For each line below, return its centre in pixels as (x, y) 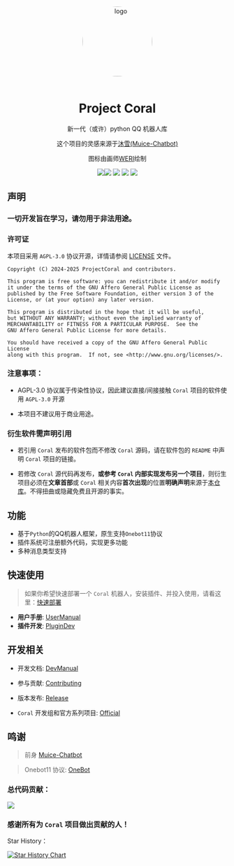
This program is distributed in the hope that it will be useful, (106, 312)
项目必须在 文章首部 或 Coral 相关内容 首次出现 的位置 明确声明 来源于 (112, 483)
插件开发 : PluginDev (46, 625)
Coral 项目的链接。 (53, 459)
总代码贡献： (29, 790)
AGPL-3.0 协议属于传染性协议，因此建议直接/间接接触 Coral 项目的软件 (119, 390)
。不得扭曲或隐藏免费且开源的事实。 (75, 491)
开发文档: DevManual (48, 668)
